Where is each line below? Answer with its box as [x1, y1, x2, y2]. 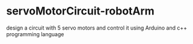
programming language [6, 30, 64, 37]
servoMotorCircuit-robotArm [6, 4, 155, 18]
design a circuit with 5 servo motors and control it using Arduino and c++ [6, 24, 188, 31]
